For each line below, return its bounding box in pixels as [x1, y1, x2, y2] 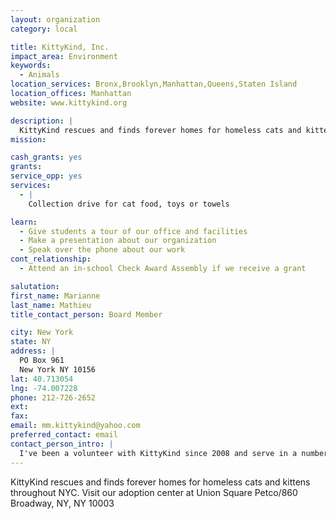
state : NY [10, 337, 52, 347]
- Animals [19, 70, 60, 80]
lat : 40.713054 [10, 374, 74, 384]
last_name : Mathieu [10, 300, 92, 310]
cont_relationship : [10, 254, 92, 265]
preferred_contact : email [10, 430, 118, 440]
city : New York [10, 327, 74, 338]
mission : [10, 134, 47, 145]
